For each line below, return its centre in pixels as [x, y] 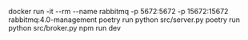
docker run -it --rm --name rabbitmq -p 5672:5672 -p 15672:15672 [118, 11]
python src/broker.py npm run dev [65, 28]
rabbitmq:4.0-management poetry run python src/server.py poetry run [124, 20]
